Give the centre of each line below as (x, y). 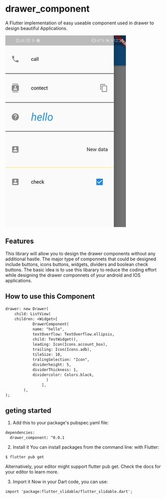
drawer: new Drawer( (27, 309)
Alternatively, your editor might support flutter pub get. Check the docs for (83, 467)
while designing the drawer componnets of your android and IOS (73, 275)
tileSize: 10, (47, 354)
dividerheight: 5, (52, 364)
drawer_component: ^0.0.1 (37, 438)
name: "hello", (48, 329)
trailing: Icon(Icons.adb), (62, 349)
